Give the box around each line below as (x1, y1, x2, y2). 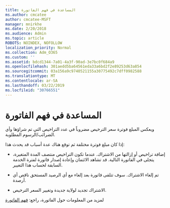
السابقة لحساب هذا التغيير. (12, 162, 63, 168)
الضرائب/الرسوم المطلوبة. (5, 131, 56, 137)
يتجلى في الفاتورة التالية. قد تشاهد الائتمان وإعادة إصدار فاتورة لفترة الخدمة (12, 157, 155, 163)
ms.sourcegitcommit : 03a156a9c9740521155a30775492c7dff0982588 (5, 69, 142, 74)
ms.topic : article (5, 36, 44, 41)
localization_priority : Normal (5, 45, 72, 50)
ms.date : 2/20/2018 (5, 26, 47, 31)
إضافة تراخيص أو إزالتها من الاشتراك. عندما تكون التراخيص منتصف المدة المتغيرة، (12, 151, 165, 157)
